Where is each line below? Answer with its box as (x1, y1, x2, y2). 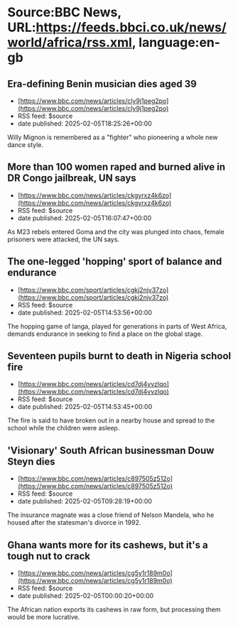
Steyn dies (7, 455, 55, 467)
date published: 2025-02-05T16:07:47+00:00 (17, 214, 152, 222)
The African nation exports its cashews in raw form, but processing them (7, 605, 221, 614)
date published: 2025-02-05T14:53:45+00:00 (17, 403, 153, 411)
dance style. (7, 141, 44, 149)
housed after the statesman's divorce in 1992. (7, 518, 141, 527)
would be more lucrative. (7, 613, 80, 621)
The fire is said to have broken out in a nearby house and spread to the (7, 416, 215, 425)
